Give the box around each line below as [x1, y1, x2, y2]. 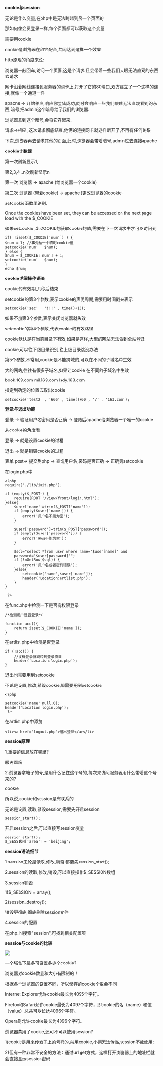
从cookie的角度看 [5, 427, 41, 433]
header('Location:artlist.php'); [22, 576, 91, 581]
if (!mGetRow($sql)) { [14, 558, 60, 562]
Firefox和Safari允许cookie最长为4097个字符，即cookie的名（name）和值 [5, 1002, 152, 1007]
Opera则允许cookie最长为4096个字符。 [5, 1018, 84, 1024]
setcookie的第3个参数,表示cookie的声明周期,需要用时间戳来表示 [5, 296, 133, 302]
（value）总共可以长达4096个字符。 [5, 1008, 78, 1014]
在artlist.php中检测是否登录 [5, 639, 60, 645]
